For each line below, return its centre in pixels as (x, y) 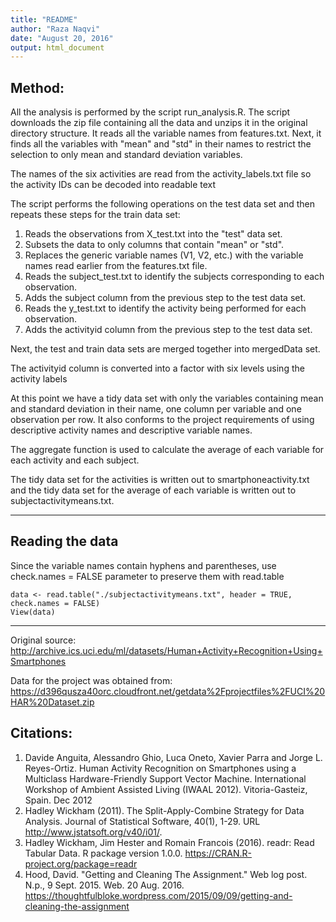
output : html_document (57, 47)
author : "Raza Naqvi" (55, 29)
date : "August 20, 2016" (62, 38)
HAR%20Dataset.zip (52, 702)
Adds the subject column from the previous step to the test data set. (165, 298)
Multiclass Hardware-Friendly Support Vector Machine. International (165, 778)
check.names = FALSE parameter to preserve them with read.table (147, 576)
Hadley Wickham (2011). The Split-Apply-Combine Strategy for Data (164, 810)
